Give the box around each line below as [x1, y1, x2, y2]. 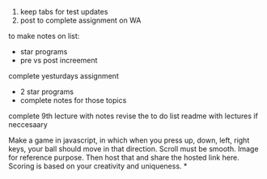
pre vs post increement [19, 56, 98, 65]
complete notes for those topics [19, 96, 127, 104]
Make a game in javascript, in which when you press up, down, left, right [8, 135, 250, 145]
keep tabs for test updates [19, 7, 108, 16]
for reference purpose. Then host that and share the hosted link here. [8, 153, 240, 162]
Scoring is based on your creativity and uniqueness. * [8, 161, 188, 171]
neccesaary [8, 120, 49, 129]
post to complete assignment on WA [19, 15, 142, 25]
